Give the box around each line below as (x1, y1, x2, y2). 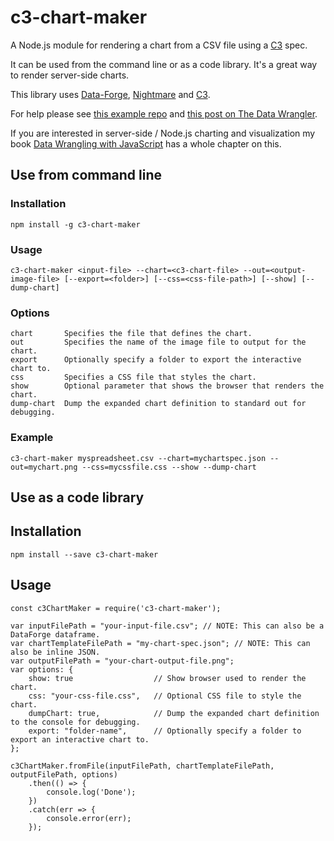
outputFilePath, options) (10, 769, 118, 780)
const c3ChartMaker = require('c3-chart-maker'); (10, 603, 222, 613)
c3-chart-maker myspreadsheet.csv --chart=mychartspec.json (10, 453, 267, 463)
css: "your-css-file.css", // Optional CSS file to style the (28, 691, 302, 701)
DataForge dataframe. (10, 629, 101, 640)
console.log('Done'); (46, 787, 137, 797)
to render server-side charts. (10, 69, 130, 81)
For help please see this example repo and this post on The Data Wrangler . (10, 107, 318, 120)
